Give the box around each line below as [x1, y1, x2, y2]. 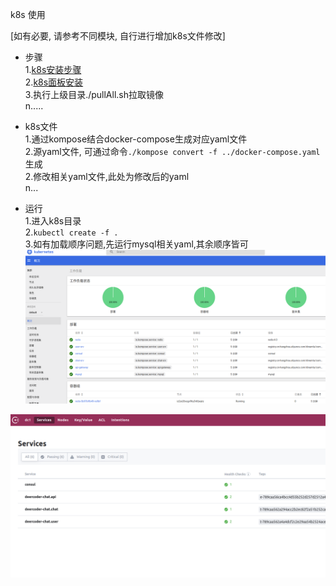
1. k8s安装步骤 [24, 64, 82, 75]
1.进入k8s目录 [24, 215, 82, 227]
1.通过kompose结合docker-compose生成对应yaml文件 [24, 133, 248, 145]
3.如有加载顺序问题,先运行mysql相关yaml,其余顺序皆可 [24, 238, 249, 250]
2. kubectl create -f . [24, 226, 119, 238]
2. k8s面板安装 [24, 76, 84, 88]
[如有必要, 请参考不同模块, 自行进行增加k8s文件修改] [10, 30, 226, 42]
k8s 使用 [10, 9, 46, 20]
